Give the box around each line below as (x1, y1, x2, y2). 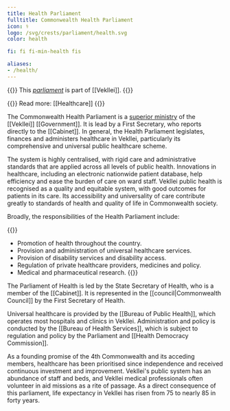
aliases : (7, 61, 32, 67)
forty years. (7, 396, 40, 404)
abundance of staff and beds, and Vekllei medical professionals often (7, 374, 204, 382)
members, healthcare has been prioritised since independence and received (7, 359, 223, 368)
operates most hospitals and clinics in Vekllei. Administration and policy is (7, 317, 216, 325)
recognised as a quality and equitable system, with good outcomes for (7, 184, 207, 193)
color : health (7, 36, 48, 43)
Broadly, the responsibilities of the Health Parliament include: (7, 212, 180, 220)
